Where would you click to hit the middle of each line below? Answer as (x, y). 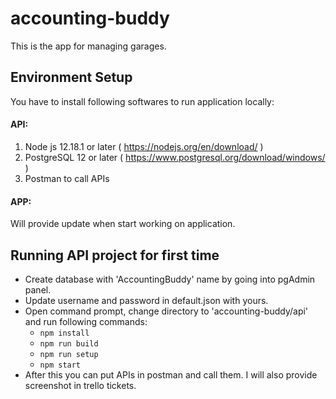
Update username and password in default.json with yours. (146, 300)
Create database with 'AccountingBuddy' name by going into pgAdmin (170, 279)
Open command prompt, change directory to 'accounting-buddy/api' (166, 311)
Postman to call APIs (67, 178)
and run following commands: (86, 321)
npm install (64, 333)
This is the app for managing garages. (88, 46)
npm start (60, 365)
